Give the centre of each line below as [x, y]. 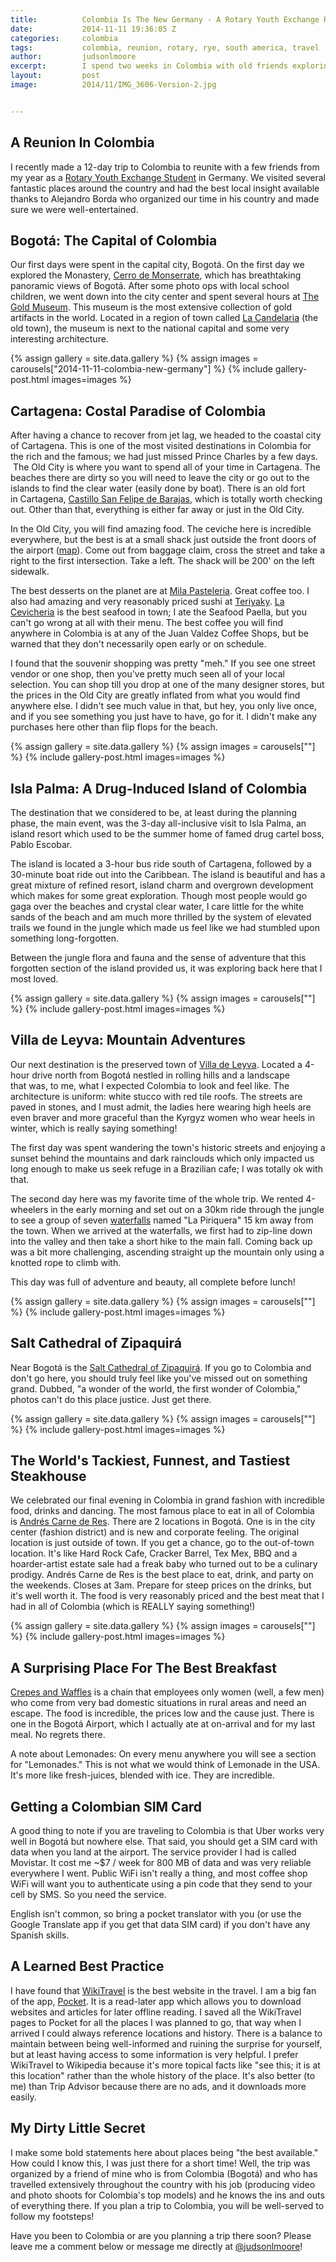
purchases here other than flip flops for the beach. [114, 727]
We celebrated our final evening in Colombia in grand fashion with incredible [167, 1500]
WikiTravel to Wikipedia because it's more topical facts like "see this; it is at [165, 2065]
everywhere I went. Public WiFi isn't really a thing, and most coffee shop [159, 1873]
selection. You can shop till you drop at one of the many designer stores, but [167, 685]
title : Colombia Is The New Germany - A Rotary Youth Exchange [165, 19]
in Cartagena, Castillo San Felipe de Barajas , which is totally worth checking [166, 499]
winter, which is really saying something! [94, 1128]
